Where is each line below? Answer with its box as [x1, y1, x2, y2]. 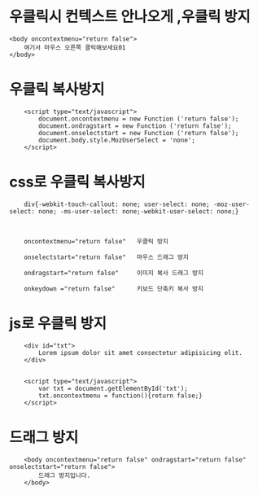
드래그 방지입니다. [38, 471, 91, 480]
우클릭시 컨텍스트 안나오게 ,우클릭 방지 [9, 7, 251, 26]
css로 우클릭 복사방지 [9, 173, 146, 191]
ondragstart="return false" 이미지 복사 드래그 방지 [24, 269, 204, 277]
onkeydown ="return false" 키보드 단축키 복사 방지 [24, 284, 204, 293]
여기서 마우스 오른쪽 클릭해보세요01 [24, 43, 126, 51]
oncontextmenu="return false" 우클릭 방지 [24, 237, 169, 245]
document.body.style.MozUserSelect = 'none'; [38, 136, 196, 144]
